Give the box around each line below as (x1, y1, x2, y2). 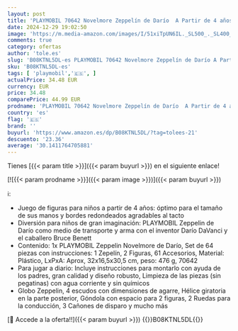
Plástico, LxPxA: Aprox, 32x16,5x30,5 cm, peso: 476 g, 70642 (17, 257, 198, 265)
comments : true (7, 37, 52, 44)
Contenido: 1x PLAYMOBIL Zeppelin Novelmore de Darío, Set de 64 (17, 242, 214, 250)
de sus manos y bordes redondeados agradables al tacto (17, 211, 184, 220)
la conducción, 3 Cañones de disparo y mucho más (17, 302, 169, 310)
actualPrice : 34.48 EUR (7, 76, 78, 84)
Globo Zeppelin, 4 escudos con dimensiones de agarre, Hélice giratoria (17, 286, 227, 295)
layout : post (7, 10, 46, 18)
